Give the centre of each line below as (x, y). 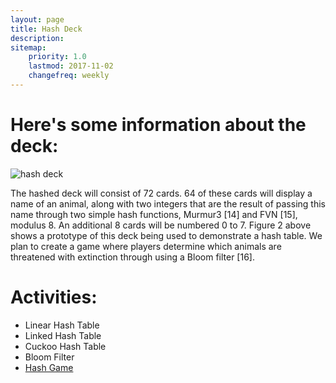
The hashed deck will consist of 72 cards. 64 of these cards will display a (161, 193)
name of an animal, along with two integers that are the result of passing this (168, 203)
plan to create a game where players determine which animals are (146, 246)
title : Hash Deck (46, 29)
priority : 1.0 (57, 57)
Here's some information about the (158, 125)
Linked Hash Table (63, 335)
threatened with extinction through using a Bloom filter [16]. (132, 257)
